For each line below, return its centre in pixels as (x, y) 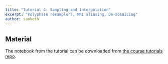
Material (18, 39)
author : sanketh (22, 19)
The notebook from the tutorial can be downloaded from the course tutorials (84, 51)
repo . (11, 56)
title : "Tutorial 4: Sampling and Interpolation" (58, 10)
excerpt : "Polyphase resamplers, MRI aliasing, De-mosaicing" (71, 14)
